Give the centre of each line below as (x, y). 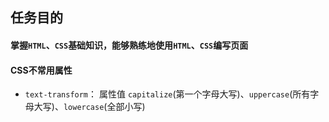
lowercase (84, 108)
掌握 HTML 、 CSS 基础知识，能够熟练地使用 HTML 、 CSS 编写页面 (129, 45)
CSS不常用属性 (41, 70)
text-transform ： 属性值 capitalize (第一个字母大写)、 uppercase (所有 (167, 94)
